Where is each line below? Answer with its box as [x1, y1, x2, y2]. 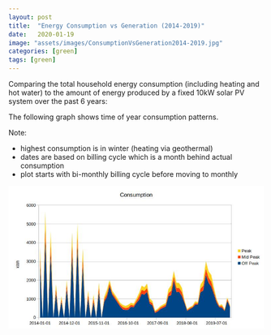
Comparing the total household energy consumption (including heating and [8, 79, 260, 88]
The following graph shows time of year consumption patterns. [8, 112, 219, 122]
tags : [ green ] [8, 56, 57, 64]
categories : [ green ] [8, 47, 79, 56]
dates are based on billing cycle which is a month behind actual [19, 152, 233, 161]
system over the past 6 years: [8, 97, 108, 105]
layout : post [8, 13, 53, 21]
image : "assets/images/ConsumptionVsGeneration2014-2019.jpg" [8, 39, 223, 47]
